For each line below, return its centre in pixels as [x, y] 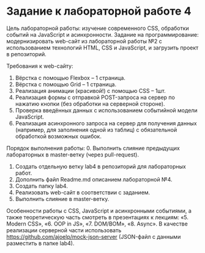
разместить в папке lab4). [40, 243]
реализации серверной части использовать [64, 230]
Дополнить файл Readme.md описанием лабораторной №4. [94, 179]
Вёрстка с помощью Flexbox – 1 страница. [70, 78]
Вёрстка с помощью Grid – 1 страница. [66, 84]
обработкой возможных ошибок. [58, 136]
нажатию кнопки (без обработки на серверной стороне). [90, 104]
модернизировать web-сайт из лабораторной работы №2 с [84, 41]
